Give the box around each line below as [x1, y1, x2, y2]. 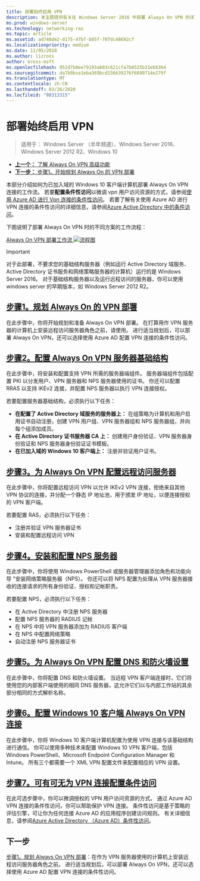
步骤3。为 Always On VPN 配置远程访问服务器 [6, 466, 177, 477]
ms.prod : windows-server [6, 20, 68, 26]
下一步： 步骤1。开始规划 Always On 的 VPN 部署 [14, 168, 135, 175]
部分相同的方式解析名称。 [6, 689, 69, 696]
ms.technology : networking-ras [6, 25, 84, 32]
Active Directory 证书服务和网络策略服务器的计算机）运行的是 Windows [6, 268, 182, 275]
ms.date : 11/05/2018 [6, 48, 58, 54]
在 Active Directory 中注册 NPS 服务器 [14, 607, 108, 615]
